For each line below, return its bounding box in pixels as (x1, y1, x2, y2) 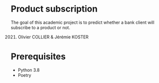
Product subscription (11, 3, 98, 15)
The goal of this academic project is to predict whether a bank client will (11, 19, 155, 25)
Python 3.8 (17, 67, 40, 73)
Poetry (17, 72, 31, 78)
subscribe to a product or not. (11, 24, 70, 30)
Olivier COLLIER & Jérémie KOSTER (17, 34, 89, 40)
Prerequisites (11, 51, 66, 62)
